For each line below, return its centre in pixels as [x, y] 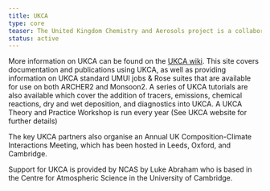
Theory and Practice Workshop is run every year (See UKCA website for [128, 113]
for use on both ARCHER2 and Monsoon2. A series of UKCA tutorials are [128, 87]
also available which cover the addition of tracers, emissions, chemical [125, 95]
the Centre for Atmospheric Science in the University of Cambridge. [121, 178]
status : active [34, 38]
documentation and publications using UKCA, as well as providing [117, 70]
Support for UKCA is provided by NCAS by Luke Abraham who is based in [130, 169]
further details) [33, 121]
